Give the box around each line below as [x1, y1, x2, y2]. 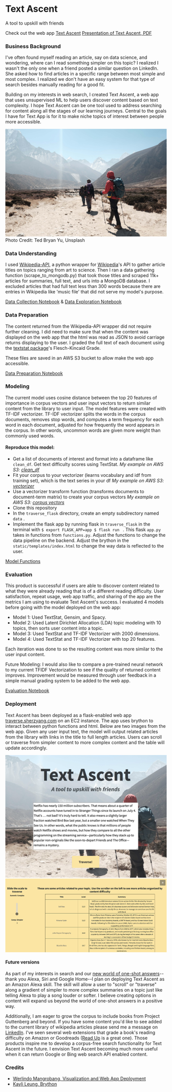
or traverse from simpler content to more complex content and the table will [5, 739, 165, 745]
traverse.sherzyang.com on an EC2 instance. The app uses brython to [5, 718, 154, 724]
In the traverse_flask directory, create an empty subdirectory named [12, 510, 159, 516]
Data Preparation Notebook [5, 370, 63, 376]
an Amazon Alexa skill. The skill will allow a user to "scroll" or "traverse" [5, 981, 157, 988]
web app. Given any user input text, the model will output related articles [5, 728, 158, 734]
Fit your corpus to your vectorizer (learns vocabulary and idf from [12, 472, 152, 478]
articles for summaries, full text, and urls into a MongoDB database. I [5, 278, 150, 284]
